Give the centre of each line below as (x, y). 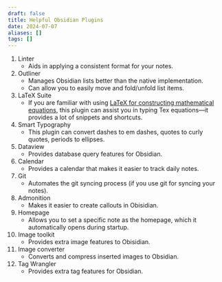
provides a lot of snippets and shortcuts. (85, 117)
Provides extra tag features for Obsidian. (86, 271)
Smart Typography (44, 125)
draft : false (26, 13)
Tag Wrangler (37, 264)
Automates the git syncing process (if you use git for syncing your (122, 183)
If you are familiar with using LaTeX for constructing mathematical (121, 103)
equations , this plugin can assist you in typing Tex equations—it (118, 110)
